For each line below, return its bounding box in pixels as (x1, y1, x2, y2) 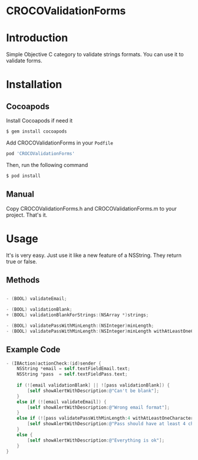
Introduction (6, 31, 68, 45)
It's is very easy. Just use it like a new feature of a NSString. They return (6, 252, 181, 259)
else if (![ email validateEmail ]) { (16, 398, 107, 405)
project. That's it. (6, 211, 48, 218)
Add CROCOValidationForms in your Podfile (6, 139, 114, 146)
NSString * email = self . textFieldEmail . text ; (16, 366, 131, 372)
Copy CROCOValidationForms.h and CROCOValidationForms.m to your (6, 205, 177, 212)
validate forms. (6, 57, 42, 65)
